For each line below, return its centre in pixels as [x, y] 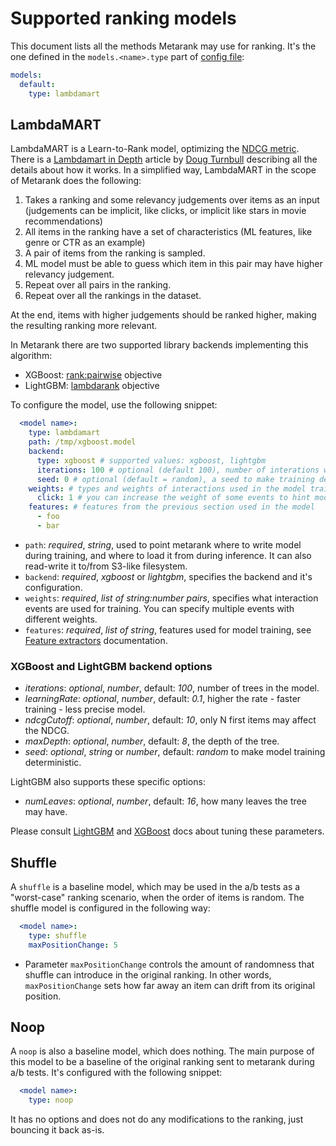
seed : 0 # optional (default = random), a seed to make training [175, 479]
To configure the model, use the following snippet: [114, 405]
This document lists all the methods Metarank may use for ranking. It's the [163, 46]
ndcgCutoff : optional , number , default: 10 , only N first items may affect [170, 720]
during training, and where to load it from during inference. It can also [168, 555]
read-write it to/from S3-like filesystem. [106, 566]
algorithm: [31, 356]
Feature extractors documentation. [96, 640]
